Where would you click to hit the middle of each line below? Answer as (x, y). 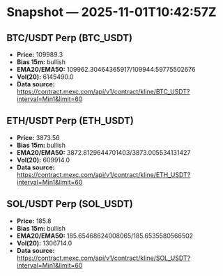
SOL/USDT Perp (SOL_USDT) (70, 204)
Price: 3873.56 (38, 137)
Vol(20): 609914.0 (43, 160)
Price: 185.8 (34, 221)
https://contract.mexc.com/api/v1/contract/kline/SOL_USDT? (103, 258)
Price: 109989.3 (40, 54)
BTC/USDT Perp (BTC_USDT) (70, 38)
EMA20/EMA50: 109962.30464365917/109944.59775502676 (106, 69)
